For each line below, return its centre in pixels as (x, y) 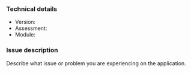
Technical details (32, 9)
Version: (25, 22)
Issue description (32, 50)
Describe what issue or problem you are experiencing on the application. (96, 63)
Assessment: (31, 28)
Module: (25, 35)
